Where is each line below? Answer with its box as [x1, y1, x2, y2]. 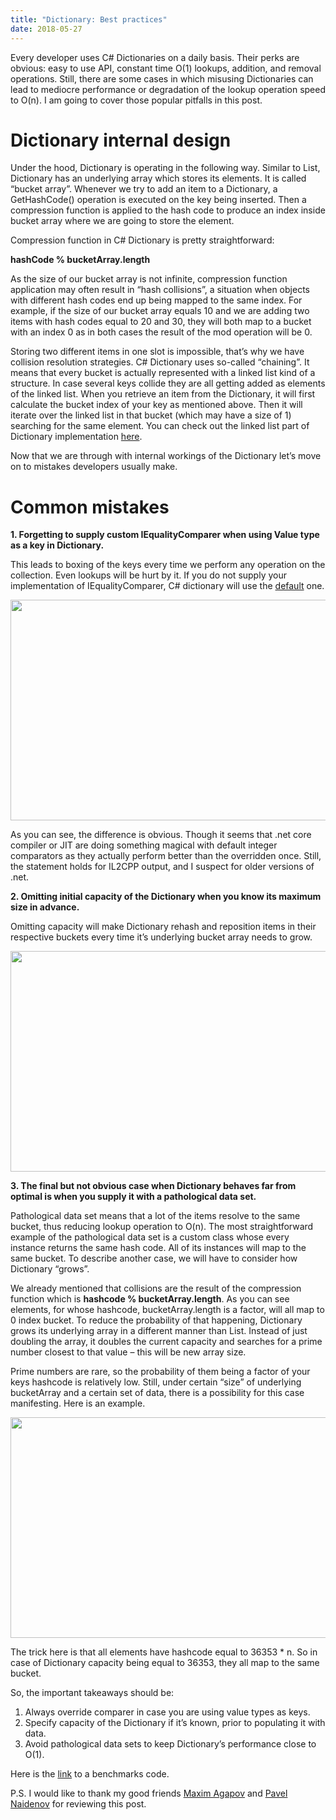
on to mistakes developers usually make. [10, 461, 178, 473]
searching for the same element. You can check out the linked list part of [10, 420, 310, 432]
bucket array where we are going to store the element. [10, 215, 235, 227]
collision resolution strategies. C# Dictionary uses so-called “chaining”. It [10, 356, 310, 368]
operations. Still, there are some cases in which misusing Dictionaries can [10, 72, 314, 85]
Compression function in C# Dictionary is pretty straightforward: [10, 234, 275, 246]
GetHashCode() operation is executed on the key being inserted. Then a [10, 194, 307, 206]
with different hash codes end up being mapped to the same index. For [10, 294, 303, 306]
